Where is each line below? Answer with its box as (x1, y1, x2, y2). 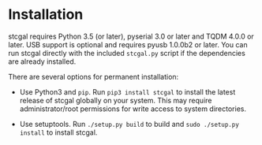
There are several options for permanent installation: (8, 72, 179, 81)
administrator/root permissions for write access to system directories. (19, 104, 247, 113)
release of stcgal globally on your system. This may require (19, 95, 212, 105)
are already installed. (8, 57, 77, 66)
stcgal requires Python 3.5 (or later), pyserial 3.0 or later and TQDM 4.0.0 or (8, 32, 254, 41)
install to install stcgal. (19, 128, 98, 137)
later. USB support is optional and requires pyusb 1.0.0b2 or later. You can (8, 39, 248, 49)
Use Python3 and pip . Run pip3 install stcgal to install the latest (19, 87, 236, 96)
